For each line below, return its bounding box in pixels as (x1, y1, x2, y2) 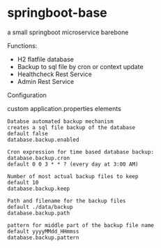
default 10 (7, 179, 39, 186)
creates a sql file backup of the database (7, 124, 136, 131)
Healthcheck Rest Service (17, 70, 92, 78)
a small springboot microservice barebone (7, 28, 129, 36)
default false (7, 130, 49, 137)
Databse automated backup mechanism (7, 117, 114, 125)
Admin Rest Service (17, 77, 75, 85)
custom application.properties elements (7, 104, 122, 112)
